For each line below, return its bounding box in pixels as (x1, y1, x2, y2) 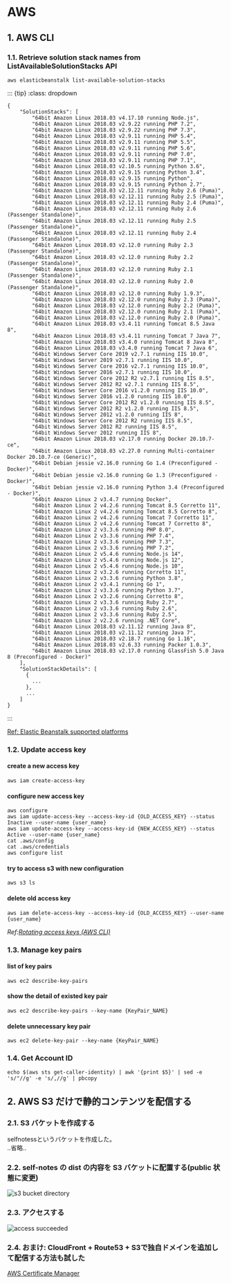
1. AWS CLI (7, 32, 55, 44)
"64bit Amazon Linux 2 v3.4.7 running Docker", (32, 496, 172, 503)
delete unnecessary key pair (7, 1022, 91, 1030)
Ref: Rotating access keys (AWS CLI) (7, 928, 111, 936)
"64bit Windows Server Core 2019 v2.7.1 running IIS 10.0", (32, 350, 209, 357)
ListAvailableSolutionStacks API (7, 61, 118, 71)
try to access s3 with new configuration (7, 864, 124, 872)
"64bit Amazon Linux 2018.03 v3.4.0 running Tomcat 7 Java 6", (32, 344, 218, 352)
